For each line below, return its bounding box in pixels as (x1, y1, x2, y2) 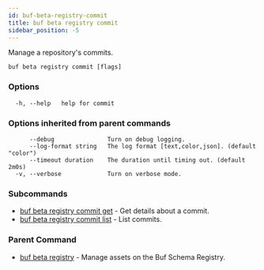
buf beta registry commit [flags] (8, 63, 123, 71)
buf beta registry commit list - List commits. (19, 215, 162, 224)
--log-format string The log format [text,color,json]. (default (28, 142, 257, 150)
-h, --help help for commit (15, 99, 115, 107)
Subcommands (8, 188, 68, 199)
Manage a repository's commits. (8, 48, 113, 58)
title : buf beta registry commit (8, 19, 119, 27)
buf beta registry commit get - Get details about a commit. (19, 206, 209, 216)
